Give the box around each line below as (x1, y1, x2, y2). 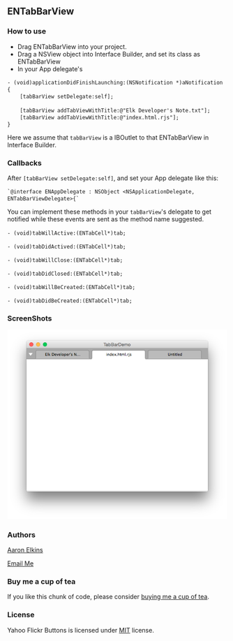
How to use (7, 27, 47, 36)
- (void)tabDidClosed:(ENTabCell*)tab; (7, 270, 123, 277)
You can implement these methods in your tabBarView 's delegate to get (7, 207, 211, 216)
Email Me (7, 559, 34, 568)
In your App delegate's (17, 64, 83, 73)
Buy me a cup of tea (7, 576, 76, 586)
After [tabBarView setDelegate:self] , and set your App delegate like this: (7, 174, 218, 182)
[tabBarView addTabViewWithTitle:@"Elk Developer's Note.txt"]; (20, 107, 211, 114)
